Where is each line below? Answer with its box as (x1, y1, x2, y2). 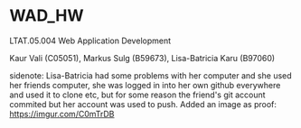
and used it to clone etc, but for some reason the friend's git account (9, 89, 266, 100)
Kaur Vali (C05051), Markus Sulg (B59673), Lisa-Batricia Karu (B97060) (9, 52, 276, 63)
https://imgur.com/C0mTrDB (9, 108, 115, 119)
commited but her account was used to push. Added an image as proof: (9, 98, 277, 109)
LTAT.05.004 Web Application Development (9, 35, 172, 46)
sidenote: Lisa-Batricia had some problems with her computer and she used (9, 69, 292, 81)
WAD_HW (9, 5, 84, 26)
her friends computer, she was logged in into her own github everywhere (9, 79, 281, 90)
